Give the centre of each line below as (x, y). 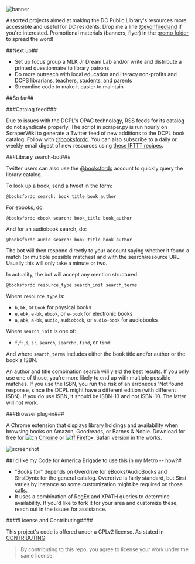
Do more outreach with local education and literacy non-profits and (96, 74)
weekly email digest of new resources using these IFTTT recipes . (85, 146)
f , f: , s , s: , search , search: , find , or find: (63, 342)
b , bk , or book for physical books (53, 307)
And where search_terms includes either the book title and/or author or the (96, 354)
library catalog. (24, 175)
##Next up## (22, 50)
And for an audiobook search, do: (47, 229)
